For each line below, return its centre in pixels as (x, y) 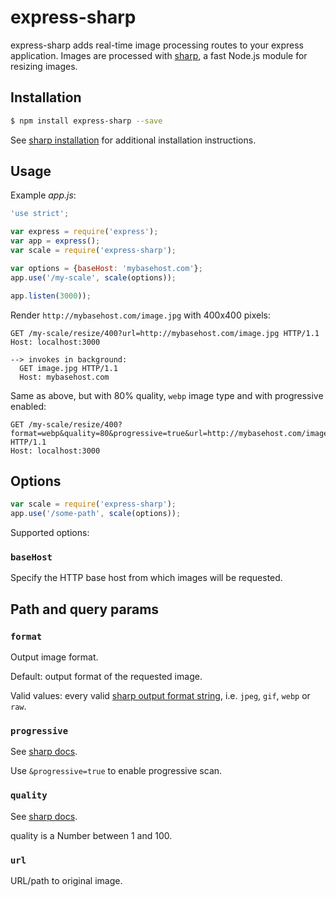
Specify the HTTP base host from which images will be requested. (146, 578)
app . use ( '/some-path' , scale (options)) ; (96, 514)
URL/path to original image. (66, 880)
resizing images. (44, 66)
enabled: (28, 406)
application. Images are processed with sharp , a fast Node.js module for (159, 55)
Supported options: (50, 533)
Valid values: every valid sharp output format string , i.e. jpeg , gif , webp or (160, 696)
